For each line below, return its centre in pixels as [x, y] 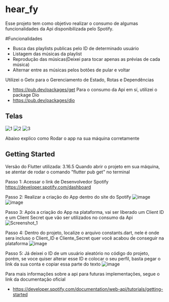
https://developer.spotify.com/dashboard [48, 187]
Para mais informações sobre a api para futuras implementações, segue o [82, 274]
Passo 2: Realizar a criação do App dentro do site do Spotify [68, 197]
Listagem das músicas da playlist [47, 54]
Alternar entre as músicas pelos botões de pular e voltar [71, 70]
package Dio [26, 95]
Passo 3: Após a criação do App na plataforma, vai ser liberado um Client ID [84, 212]
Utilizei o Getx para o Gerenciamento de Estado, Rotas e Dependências [80, 80]
